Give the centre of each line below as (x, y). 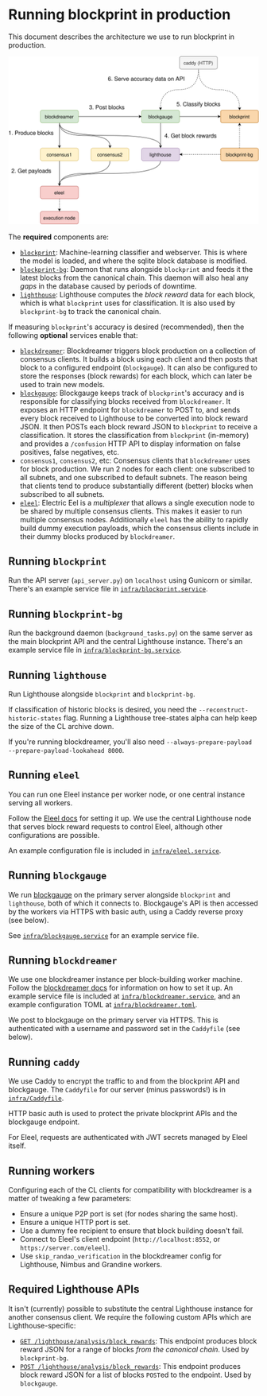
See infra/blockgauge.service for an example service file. (104, 935)
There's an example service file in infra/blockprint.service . (108, 589)
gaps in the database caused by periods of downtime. (108, 286)
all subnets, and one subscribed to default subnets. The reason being (133, 477)
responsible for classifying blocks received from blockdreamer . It (125, 401)
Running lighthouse (58, 675)
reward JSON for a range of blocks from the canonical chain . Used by (134, 1349)
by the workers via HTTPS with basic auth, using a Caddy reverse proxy (126, 911)
